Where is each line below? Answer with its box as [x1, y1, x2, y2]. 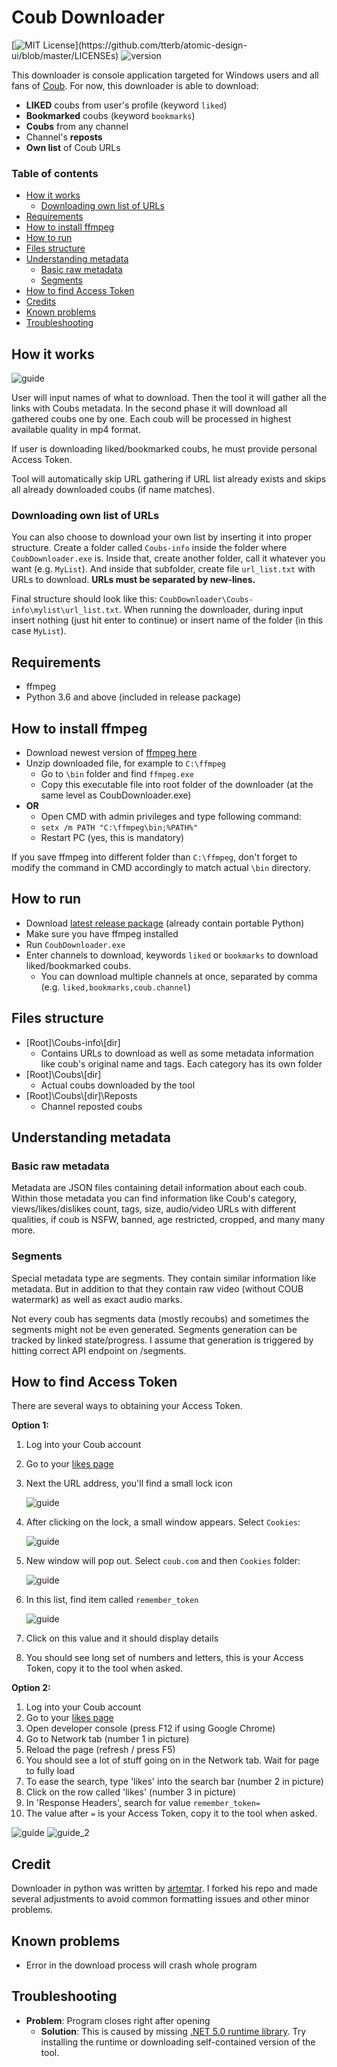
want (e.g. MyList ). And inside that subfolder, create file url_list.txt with [11, 563, 316, 575]
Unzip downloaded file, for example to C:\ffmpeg [25, 757, 226, 769]
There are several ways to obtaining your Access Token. [11, 1400, 243, 1412]
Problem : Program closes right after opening [25, 2014, 211, 2026]
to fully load [25, 1765, 76, 1777]
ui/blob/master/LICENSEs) [11, 49, 119, 61]
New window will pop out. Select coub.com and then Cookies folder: [25, 1555, 301, 1567]
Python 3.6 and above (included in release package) [25, 691, 242, 703]
